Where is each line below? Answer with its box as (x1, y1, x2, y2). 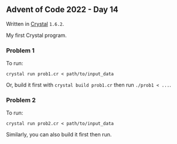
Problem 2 (6, 96, 36, 105)
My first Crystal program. (6, 32, 67, 39)
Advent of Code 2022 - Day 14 (6, 5, 118, 15)
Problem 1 (6, 46, 35, 55)
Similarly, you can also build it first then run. (6, 131, 112, 138)
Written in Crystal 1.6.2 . (6, 20, 64, 27)
